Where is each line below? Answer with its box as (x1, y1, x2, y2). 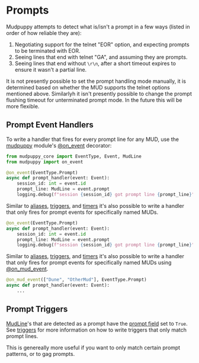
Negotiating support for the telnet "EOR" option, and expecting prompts (14, 41, 190, 48)
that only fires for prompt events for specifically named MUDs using (6, 259, 172, 266)
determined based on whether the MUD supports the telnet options (6, 83, 171, 91)
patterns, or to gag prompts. (6, 350, 75, 357)
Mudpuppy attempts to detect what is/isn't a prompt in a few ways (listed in (6, 23, 191, 30)
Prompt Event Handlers (6, 120, 94, 130)
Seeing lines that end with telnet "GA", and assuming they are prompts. (14, 53, 188, 60)
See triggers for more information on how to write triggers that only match (6, 326, 187, 333)
